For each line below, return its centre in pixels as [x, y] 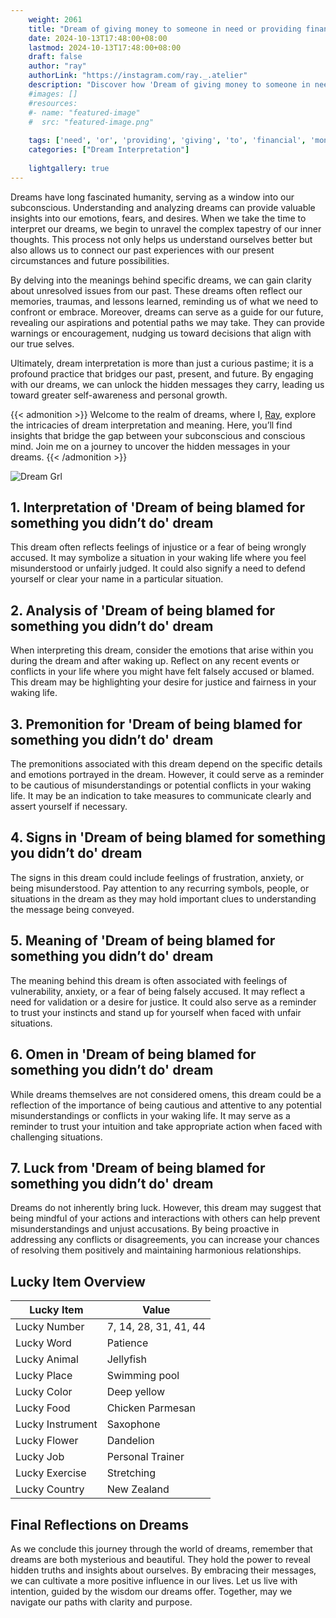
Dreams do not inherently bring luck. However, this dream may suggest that [166, 1208]
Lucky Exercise [51, 1473]
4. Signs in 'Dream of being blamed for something [168, 837]
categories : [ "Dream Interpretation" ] [109, 150]
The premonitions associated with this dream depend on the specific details [166, 764]
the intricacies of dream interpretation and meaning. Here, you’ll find [151, 425]
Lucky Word [43, 1343]
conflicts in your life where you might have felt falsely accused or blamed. [162, 672]
